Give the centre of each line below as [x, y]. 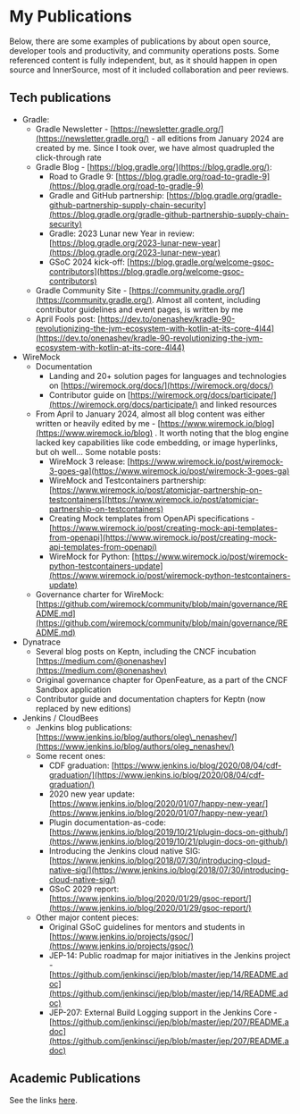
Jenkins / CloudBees [60, 718]
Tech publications [60, 98]
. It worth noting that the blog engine [222, 433]
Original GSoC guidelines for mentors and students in [147, 926]
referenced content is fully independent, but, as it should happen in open [143, 60]
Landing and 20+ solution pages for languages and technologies [168, 376]
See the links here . [43, 1100]
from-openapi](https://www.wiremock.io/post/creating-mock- [162, 537]
